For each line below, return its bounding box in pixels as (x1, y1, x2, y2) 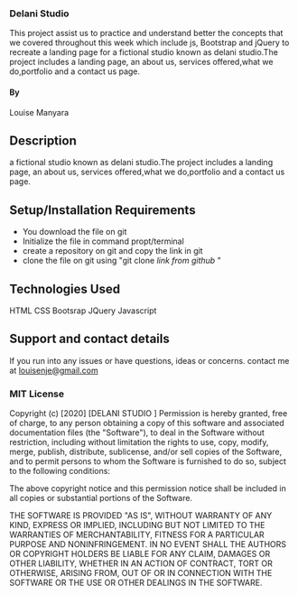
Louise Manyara (9, 107, 70, 117)
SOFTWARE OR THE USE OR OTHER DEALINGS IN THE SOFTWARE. (9, 577, 263, 589)
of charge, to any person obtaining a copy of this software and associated (9, 418, 284, 429)
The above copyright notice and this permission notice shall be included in (9, 483, 286, 494)
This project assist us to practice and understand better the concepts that (9, 28, 284, 39)
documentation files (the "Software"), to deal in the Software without (9, 427, 265, 438)
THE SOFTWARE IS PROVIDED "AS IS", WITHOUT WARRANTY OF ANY (9, 510, 273, 521)
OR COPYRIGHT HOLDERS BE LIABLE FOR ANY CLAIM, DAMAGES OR (9, 549, 271, 560)
